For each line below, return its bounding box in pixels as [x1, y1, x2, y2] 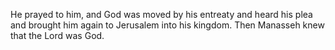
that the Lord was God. [10, 30, 105, 41]
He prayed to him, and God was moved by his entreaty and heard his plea [10, 9, 313, 20]
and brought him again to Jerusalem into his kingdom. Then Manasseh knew [10, 19, 325, 31]
